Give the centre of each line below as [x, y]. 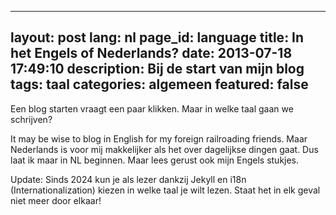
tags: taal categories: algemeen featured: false [159, 84]
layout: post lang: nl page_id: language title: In [157, 37]
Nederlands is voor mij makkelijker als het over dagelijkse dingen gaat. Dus [164, 149]
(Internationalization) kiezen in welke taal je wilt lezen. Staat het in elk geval [165, 190]
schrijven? [31, 119]
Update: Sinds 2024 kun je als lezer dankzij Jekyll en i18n [128, 179]
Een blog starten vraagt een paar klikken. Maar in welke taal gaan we [152, 108]
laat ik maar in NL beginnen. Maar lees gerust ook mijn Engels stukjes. [155, 160]
